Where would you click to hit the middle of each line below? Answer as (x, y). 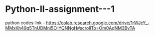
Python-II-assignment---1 (60, 9)
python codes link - (25, 23)
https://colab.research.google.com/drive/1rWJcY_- (98, 23)
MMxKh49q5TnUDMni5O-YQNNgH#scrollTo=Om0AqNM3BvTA (70, 28)
